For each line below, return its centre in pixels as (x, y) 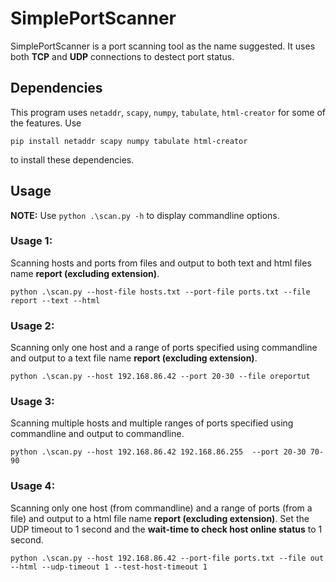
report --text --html (55, 300)
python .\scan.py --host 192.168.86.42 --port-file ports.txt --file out (167, 558)
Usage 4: (33, 486)
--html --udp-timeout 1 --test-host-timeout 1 (109, 567)
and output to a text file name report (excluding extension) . (134, 358)
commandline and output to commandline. (97, 434)
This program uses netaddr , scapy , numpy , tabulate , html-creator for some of (168, 112)
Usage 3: (32, 402)
